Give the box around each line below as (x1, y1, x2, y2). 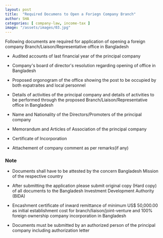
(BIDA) (12, 193, 26, 199)
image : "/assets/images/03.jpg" (5, 25, 71, 30)
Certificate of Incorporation (12, 136, 67, 142)
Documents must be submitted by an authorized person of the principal (12, 222, 156, 228)
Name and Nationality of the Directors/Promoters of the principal (12, 111, 142, 117)
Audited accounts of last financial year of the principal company (12, 53, 141, 59)
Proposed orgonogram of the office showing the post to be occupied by (12, 77, 157, 83)
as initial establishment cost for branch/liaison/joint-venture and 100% (12, 208, 153, 214)
